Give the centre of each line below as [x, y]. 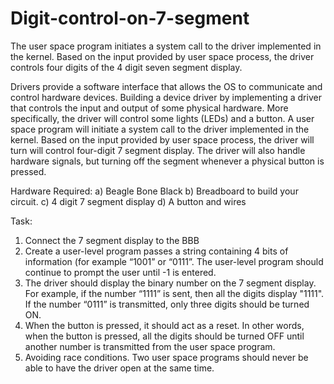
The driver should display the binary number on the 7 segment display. [170, 283]
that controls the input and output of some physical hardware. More [149, 108]
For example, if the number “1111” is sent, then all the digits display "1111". [174, 293]
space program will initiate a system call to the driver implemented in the [160, 129]
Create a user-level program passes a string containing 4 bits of [156, 251]
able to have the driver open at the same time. [119, 368]
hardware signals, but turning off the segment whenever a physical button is [167, 161]
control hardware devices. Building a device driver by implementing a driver [166, 97]
